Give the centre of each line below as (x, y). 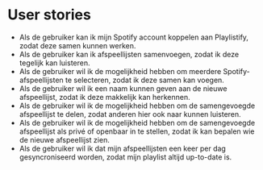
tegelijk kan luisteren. (54, 63)
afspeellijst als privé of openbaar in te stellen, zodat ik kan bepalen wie (137, 131)
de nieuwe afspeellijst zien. (64, 139)
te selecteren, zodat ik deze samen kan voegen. (145, 80)
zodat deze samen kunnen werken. (77, 45)
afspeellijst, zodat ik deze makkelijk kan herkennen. (104, 97)
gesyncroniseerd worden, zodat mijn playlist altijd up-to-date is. (125, 157)
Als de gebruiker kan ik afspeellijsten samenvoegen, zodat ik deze (129, 54)
